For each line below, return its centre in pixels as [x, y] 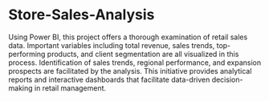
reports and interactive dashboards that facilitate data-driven [109, 79]
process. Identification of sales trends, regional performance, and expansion [135, 63]
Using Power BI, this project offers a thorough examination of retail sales [128, 37]
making [21, 88]
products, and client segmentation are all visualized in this [143, 54]
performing [27, 54]
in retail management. [70, 88]
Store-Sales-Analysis [82, 15]
